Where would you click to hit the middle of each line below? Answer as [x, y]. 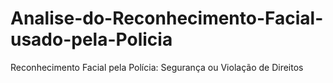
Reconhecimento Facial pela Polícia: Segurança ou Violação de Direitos [157, 67]
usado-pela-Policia [91, 39]
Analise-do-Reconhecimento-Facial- [167, 18]
